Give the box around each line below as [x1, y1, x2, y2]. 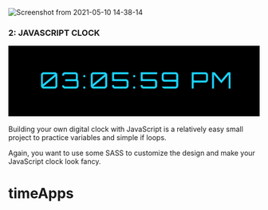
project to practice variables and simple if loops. [8, 133, 167, 142]
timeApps [8, 185, 74, 203]
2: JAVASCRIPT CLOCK [8, 27, 100, 38]
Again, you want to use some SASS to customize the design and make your [8, 148, 255, 158]
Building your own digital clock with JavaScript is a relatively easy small [8, 124, 243, 134]
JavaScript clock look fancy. [8, 157, 101, 166]
